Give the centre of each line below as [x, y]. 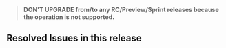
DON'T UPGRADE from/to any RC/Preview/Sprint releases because [121, 10]
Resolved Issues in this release [74, 38]
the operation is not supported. [69, 17]
